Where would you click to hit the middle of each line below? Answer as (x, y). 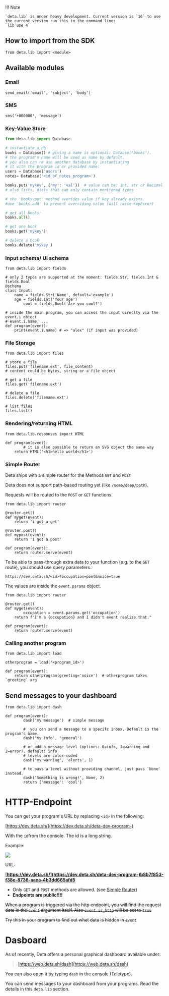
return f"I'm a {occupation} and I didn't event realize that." (83, 618)
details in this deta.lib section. (37, 989)
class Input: (19, 291)
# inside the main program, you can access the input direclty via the (82, 313)
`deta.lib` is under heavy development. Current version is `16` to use (83, 17)
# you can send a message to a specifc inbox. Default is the (91, 729)
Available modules (35, 68)
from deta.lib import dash (33, 707)
